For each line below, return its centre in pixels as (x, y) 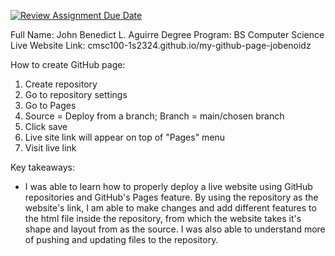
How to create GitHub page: (68, 64)
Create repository (61, 84)
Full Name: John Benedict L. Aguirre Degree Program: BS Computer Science (167, 34)
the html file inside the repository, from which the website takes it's (163, 218)
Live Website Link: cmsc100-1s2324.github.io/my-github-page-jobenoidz (161, 45)
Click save (46, 126)
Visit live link (50, 148)
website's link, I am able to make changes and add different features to (170, 208)
